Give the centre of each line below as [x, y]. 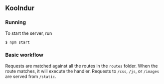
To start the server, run [29, 33]
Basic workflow [24, 55]
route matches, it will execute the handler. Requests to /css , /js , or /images [82, 71]
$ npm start [17, 42]
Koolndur [20, 8]
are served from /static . [31, 76]
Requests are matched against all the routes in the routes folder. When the [82, 66]
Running [16, 22]
